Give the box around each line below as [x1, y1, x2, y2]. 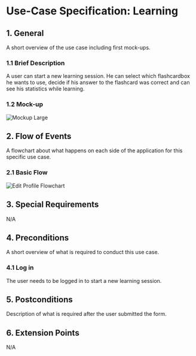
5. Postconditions [6, 295, 73, 305]
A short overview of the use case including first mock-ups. [6, 44, 151, 51]
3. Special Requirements [6, 200, 99, 210]
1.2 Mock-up [6, 100, 44, 108]
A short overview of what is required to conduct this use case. [6, 249, 160, 256]
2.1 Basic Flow [6, 168, 48, 177]
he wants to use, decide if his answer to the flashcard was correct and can [6, 79, 190, 86]
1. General [6, 28, 44, 38]
